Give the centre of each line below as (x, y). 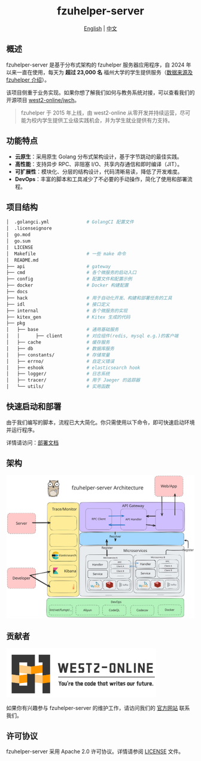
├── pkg (16, 323)
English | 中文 (100, 28)
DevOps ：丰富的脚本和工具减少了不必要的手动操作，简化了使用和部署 (101, 179)
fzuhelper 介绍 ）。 (28, 80)
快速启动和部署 (34, 407)
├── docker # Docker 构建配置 (67, 285)
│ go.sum (19, 241)
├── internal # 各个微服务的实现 (67, 311)
